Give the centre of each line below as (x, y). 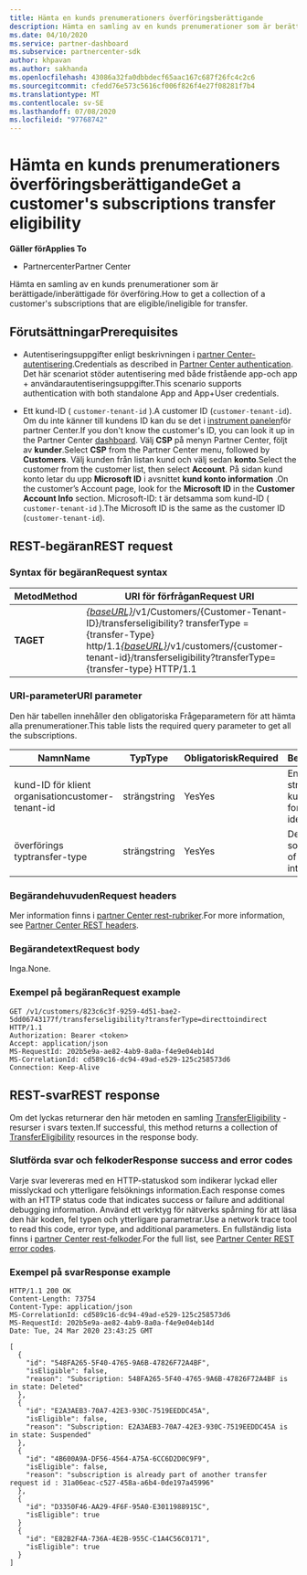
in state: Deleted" (47, 1387)
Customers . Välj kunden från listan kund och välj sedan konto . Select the (159, 459)
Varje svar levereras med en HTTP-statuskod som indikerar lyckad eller (143, 1180)
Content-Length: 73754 (53, 1299)
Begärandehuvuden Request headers (93, 895)
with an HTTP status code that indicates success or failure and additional (147, 1199)
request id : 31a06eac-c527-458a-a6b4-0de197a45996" (112, 1483)
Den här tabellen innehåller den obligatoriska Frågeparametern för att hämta (153, 716)
